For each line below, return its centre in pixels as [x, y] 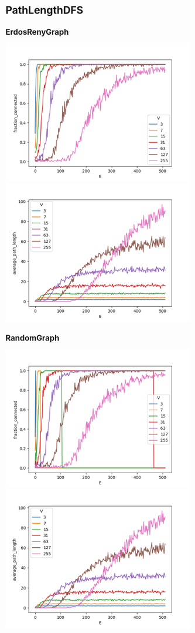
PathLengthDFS [45, 10]
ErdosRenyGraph [37, 32]
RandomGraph [32, 338]
